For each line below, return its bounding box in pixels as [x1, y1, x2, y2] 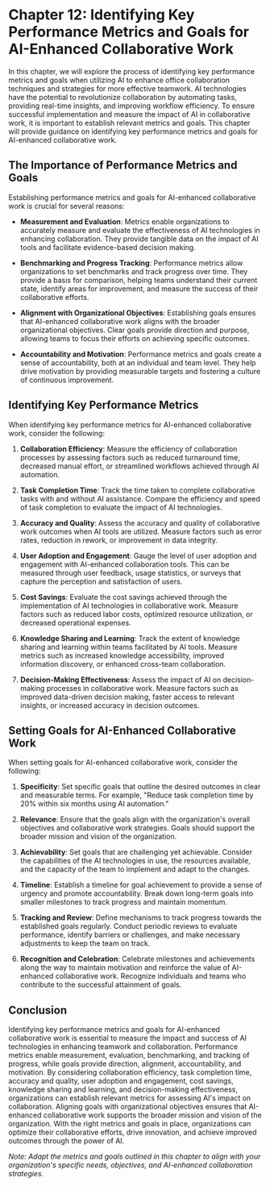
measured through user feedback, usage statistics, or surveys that [19, 568, 242, 577]
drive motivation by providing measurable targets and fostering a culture [19, 366, 261, 376]
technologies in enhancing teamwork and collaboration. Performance [8, 1042, 239, 1051]
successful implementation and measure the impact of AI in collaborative [8, 109, 251, 119]
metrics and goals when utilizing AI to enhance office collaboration [8, 75, 231, 85]
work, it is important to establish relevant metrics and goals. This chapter [8, 118, 251, 127]
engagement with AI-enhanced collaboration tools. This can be [19, 559, 230, 569]
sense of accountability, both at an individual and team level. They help [19, 357, 256, 368]
